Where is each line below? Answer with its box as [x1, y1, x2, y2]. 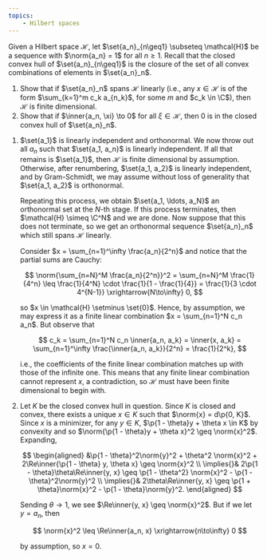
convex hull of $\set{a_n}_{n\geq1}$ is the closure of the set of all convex [8, 59, 249, 69]
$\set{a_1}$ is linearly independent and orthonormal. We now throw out [19, 135, 253, 145]
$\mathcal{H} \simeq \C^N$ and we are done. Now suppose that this [19, 213, 246, 223]
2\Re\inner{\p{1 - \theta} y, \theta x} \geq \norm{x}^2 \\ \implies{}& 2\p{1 [22, 459, 258, 469]
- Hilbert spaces [22, 19, 80, 27]
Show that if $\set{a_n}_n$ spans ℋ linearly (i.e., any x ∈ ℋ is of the [19, 83, 248, 93]
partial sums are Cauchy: [19, 255, 102, 264]
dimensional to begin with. [19, 386, 107, 395]
